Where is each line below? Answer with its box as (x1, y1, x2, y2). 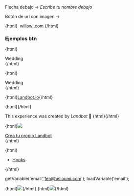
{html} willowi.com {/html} (5, 23, 59, 29)
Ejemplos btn (5, 35, 37, 42)
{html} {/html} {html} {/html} (5, 186, 69, 192)
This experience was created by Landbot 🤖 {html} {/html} (5, 113, 119, 119)
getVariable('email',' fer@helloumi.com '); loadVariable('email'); (5, 176, 130, 182)
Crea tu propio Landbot (5, 133, 52, 138)
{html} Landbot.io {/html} (5, 95, 53, 100)
